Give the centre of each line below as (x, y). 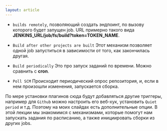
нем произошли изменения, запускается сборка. (66, 86)
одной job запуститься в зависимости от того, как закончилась (81, 50)
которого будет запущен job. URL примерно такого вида (74, 30)
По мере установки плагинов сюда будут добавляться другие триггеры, (84, 96)
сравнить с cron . (31, 71)
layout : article (22, 10)
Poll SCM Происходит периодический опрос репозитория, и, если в (86, 81)
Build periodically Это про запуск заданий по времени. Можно (82, 65)
